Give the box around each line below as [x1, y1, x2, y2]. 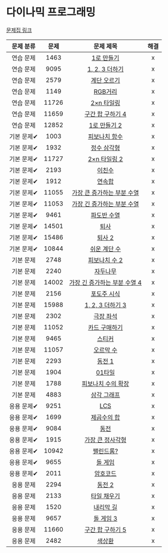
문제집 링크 [6, 26, 32, 34]
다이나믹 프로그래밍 [6, 5, 96, 19]
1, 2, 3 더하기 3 [84, 301, 127, 309]
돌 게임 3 [93, 514, 118, 522]
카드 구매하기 [88, 323, 123, 331]
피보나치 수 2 [88, 256, 123, 264]
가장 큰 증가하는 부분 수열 [71, 188, 139, 197]
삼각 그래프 [90, 391, 121, 399]
